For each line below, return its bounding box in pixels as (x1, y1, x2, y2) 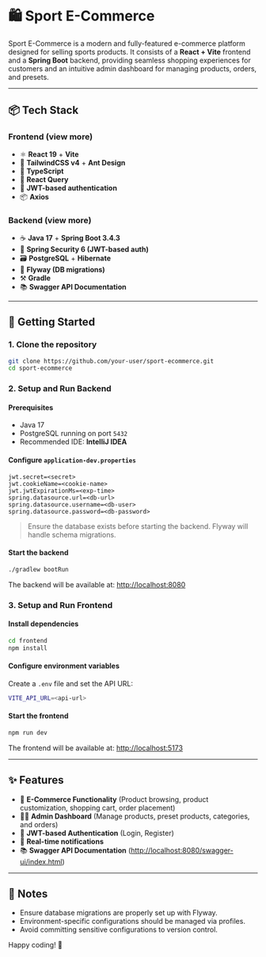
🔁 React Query (19, 174, 69, 184)
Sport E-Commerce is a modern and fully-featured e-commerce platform (8, 38, 245, 48)
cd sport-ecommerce (8, 364, 73, 373)
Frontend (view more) (8, 131, 93, 142)
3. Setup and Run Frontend (8, 599, 113, 610)
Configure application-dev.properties (8, 455, 136, 465)
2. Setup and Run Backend (8, 383, 112, 394)
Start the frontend (8, 711, 69, 721)
